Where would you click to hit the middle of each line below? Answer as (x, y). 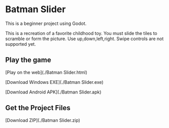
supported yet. (21, 44)
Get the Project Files (38, 108)
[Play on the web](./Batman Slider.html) (46, 72)
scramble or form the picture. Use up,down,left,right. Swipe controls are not (84, 39)
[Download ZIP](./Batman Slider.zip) (43, 120)
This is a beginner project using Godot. (46, 23)
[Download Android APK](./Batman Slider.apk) (53, 92)
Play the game (28, 60)
